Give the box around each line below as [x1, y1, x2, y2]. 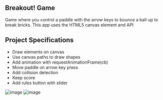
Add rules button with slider [12, 80, 68, 85]
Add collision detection [12, 69, 58, 75]
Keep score [12, 75, 36, 81]
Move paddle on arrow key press [12, 64, 78, 70]
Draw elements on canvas [12, 49, 65, 55]
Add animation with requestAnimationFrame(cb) [12, 59, 109, 65]
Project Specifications [5, 36, 74, 44]
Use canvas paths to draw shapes [12, 54, 81, 60]
